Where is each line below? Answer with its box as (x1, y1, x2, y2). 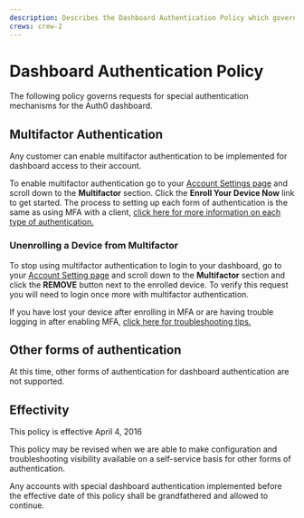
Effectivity (9, 402, 70, 417)
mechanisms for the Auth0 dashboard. (9, 101, 153, 112)
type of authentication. (9, 217, 94, 228)
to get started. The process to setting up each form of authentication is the (9, 197, 288, 209)
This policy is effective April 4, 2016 (9, 426, 143, 437)
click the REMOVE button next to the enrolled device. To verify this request (9, 279, 289, 290)
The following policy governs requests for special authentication (9, 91, 249, 102)
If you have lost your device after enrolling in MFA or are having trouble (9, 306, 274, 318)
